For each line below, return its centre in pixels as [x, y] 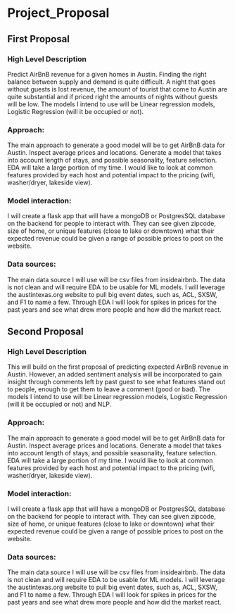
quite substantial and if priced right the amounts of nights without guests [113, 96]
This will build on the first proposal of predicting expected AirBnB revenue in [118, 367]
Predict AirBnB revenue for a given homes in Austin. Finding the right [107, 74]
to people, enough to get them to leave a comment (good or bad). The [109, 389]
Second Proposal [46, 332]
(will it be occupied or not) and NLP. [59, 404]
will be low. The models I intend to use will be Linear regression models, [112, 104]
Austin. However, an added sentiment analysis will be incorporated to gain [115, 374]
